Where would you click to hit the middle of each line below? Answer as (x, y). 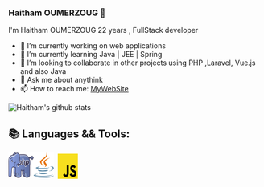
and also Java (43, 71)
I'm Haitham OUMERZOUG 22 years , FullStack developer (103, 30)
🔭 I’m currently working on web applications (93, 46)
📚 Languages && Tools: (69, 134)
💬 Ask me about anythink (61, 80)
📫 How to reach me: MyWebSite (74, 89)
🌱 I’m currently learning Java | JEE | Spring (91, 55)
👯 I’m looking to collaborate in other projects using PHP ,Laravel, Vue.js (138, 63)
